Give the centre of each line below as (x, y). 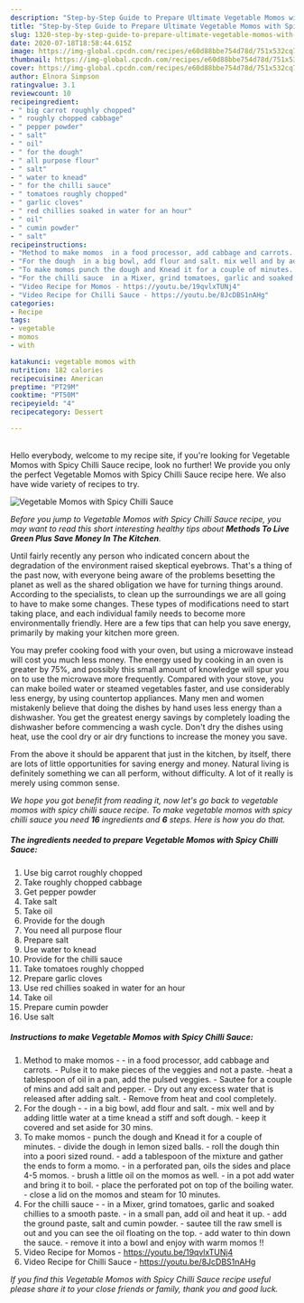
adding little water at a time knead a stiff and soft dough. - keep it (145, 1118)
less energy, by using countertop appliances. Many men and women (137, 698)
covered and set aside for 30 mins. (88, 1127)
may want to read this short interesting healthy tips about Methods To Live (150, 529)
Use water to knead (60, 949)
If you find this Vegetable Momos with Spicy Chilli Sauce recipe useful (141, 1279)
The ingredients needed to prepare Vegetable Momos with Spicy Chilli (144, 840)
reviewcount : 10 (41, 93)
